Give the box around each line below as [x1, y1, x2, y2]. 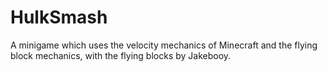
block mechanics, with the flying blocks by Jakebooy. [10, 49, 232, 61]
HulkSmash [10, 6, 108, 29]
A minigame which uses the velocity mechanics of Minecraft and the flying [10, 39, 318, 51]
